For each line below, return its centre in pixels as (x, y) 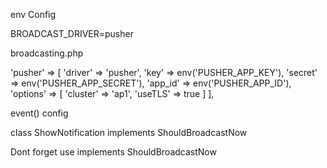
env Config (33, 14)
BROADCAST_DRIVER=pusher (72, 33)
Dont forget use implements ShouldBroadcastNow (113, 152)
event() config (39, 113)
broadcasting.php (47, 53)
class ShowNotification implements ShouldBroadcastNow (129, 132)
